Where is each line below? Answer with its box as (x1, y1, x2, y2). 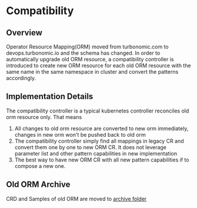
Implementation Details (6, 91, 94, 101)
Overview (6, 28, 43, 38)
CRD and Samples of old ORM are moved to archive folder (6, 195, 147, 202)
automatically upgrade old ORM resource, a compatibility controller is (6, 56, 174, 62)
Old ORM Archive (6, 180, 71, 190)
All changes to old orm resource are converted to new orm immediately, (14, 125, 189, 132)
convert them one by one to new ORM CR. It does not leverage (14, 143, 166, 151)
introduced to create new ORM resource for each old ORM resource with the (6, 62, 191, 69)
